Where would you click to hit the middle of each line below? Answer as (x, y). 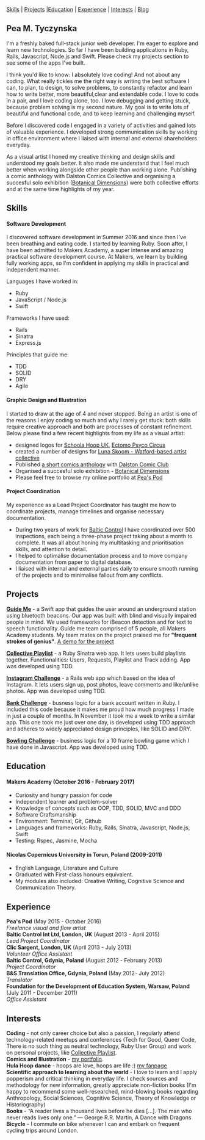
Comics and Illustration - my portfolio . (55, 1059)
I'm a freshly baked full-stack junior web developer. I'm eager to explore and (102, 43)
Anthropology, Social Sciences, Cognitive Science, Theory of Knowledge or (101, 1098)
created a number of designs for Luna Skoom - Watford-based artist (101, 451)
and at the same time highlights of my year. (60, 189)
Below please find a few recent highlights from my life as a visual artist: (95, 433)
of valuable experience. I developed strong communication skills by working (102, 132)
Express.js (28, 343)
